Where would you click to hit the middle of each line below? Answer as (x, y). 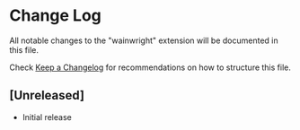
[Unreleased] (47, 95)
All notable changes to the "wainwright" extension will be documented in (144, 40)
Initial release (47, 117)
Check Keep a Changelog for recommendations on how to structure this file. (150, 67)
